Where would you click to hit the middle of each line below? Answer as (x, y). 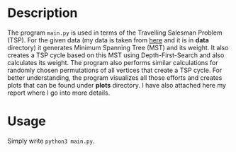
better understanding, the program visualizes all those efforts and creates (115, 77)
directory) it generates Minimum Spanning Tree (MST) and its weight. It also (118, 47)
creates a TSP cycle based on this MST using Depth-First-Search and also (116, 55)
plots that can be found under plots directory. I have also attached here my (117, 85)
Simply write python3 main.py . (51, 141)
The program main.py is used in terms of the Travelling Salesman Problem (115, 33)
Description (43, 13)
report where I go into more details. (59, 93)
